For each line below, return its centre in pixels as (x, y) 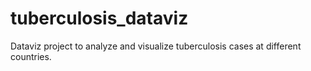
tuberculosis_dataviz (99, 18)
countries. (31, 56)
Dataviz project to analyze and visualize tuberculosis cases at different (156, 46)
